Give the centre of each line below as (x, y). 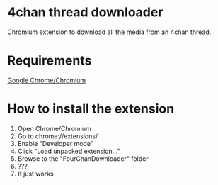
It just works (36, 174)
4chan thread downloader (85, 12)
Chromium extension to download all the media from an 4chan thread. (109, 32)
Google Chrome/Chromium (47, 80)
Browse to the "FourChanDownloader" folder (83, 158)
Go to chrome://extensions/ (58, 136)
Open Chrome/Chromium (54, 128)
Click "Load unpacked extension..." (69, 151)
